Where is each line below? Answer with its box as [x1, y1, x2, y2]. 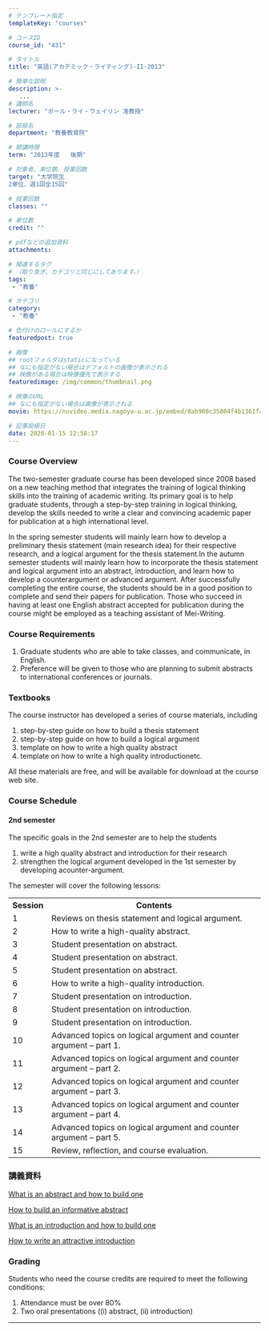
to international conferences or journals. [19, 672, 152, 681]
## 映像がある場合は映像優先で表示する [8, 371, 121, 379]
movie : [8, 407, 30, 415]
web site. [8, 776, 38, 785]
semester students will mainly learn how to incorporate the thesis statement [8, 557, 259, 567]
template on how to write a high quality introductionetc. [19, 752, 203, 761]
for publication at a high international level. [8, 516, 149, 526]
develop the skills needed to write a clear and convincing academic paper [8, 507, 252, 517]
